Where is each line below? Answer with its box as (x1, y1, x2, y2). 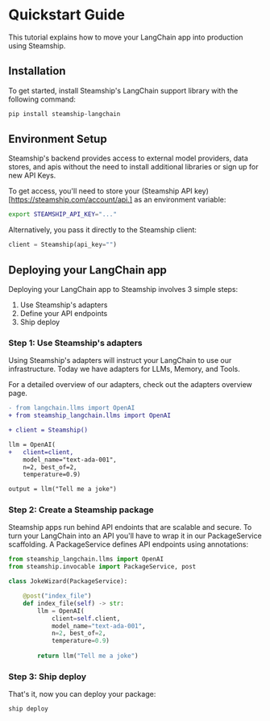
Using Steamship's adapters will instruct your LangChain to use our (8, 356, 232, 365)
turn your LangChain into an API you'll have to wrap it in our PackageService (8, 531, 262, 541)
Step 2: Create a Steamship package (8, 504, 155, 515)
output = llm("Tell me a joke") (8, 486, 117, 494)
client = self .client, (51, 615, 121, 623)
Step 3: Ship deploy (8, 671, 87, 682)
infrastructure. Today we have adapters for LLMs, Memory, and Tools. (8, 365, 240, 374)
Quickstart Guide (8, 6, 126, 24)
